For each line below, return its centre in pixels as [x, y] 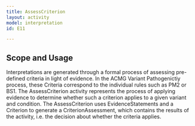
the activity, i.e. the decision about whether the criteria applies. [84, 116]
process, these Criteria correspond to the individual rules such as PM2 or [96, 85]
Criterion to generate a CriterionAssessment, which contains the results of [98, 110]
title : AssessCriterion [36, 12]
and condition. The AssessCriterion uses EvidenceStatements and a [90, 104]
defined [16, 79]
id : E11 [16, 28]
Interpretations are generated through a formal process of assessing [91, 72]
